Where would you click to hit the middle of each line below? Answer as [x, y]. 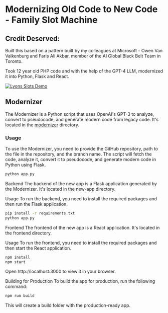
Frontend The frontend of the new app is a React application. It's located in [82, 227]
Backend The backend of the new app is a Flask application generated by [81, 183]
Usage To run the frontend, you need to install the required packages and [81, 243]
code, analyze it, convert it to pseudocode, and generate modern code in [81, 160]
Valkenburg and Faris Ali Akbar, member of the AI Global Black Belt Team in [83, 56]
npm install [18, 257]
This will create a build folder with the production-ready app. [68, 305]
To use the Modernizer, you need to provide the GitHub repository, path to [81, 149]
